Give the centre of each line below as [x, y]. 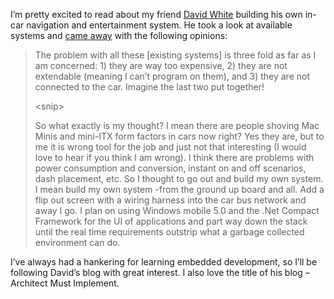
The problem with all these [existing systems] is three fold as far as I [175, 55]
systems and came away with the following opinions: [119, 35]
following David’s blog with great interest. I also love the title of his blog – [160, 272]
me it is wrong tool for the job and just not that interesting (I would [170, 147]
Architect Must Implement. [65, 283]
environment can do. [77, 242]
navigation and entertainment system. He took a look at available [159, 25]
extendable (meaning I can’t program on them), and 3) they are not [172, 76]
